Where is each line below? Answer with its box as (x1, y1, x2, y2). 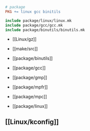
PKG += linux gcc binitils (5, 9, 61, 14)
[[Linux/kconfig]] (5, 118, 59, 126)
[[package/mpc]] (12, 94, 47, 100)
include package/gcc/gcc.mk (5, 23, 63, 28)
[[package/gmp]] (12, 75, 47, 81)
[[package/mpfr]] (12, 84, 48, 90)
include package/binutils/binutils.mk (5, 27, 85, 32)
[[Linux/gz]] (12, 36, 37, 42)
